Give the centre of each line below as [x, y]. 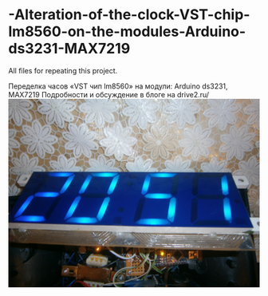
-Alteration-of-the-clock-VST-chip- [129, 15]
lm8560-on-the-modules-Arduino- [127, 32]
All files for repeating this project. [63, 70]
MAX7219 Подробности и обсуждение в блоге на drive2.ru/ [109, 94]
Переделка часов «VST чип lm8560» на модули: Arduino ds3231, [118, 86]
